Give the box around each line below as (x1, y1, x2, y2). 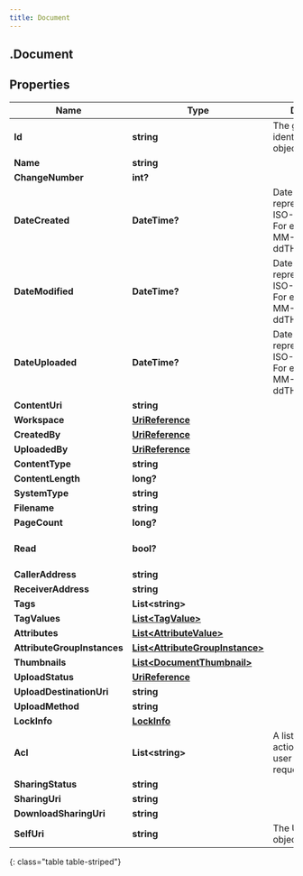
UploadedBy (14, 443, 69, 456)
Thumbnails (14, 656, 67, 669)
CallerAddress (14, 567, 77, 580)
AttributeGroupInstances (14, 641, 124, 654)
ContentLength (14, 472, 81, 484)
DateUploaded (14, 355, 78, 368)
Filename (14, 502, 54, 514)
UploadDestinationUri (14, 685, 109, 697)
